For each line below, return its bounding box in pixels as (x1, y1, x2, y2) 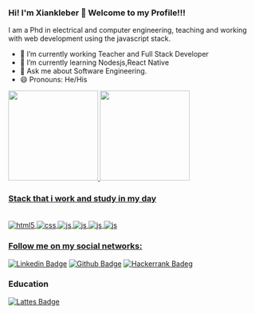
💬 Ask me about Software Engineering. (19, 66, 147, 76)
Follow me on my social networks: (8, 240, 143, 252)
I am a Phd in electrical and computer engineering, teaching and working (8, 26, 247, 35)
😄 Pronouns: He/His (19, 75, 88, 85)
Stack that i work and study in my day (8, 193, 157, 205)
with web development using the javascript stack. (8, 34, 171, 43)
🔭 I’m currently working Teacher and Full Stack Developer (19, 50, 210, 59)
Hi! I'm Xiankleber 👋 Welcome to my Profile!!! (8, 7, 186, 18)
